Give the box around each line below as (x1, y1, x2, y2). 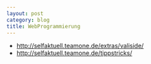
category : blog (6, 17, 50, 23)
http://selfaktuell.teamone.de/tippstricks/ (16, 49, 132, 57)
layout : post (6, 10, 44, 17)
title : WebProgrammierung (6, 23, 80, 30)
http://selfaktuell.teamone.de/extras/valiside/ (16, 42, 144, 50)
